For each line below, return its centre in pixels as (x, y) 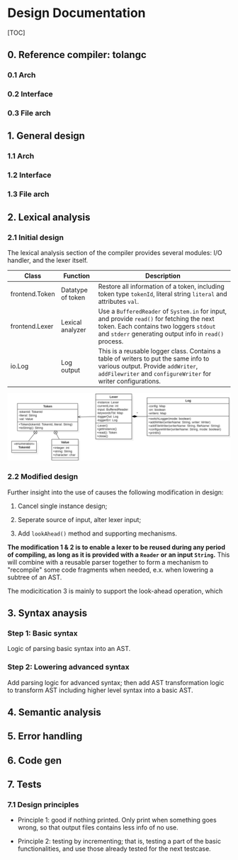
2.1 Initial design (35, 237)
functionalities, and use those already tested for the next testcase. (114, 849)
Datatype (75, 290)
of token (73, 298)
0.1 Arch (22, 75)
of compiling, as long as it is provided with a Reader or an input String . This (119, 555)
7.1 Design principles (43, 805)
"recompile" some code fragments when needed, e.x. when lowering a (110, 570)
